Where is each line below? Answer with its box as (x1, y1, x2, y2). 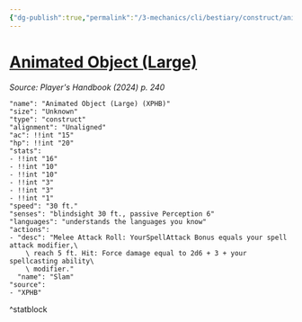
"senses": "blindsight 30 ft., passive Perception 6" (9, 209, 216, 219)
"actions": (9, 225, 50, 234)
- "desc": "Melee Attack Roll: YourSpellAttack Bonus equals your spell (9, 233, 288, 242)
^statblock (9, 303, 48, 315)
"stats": (9, 146, 42, 156)
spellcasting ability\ (9, 256, 94, 265)
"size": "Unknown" (9, 107, 78, 116)
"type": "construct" (9, 114, 87, 124)
